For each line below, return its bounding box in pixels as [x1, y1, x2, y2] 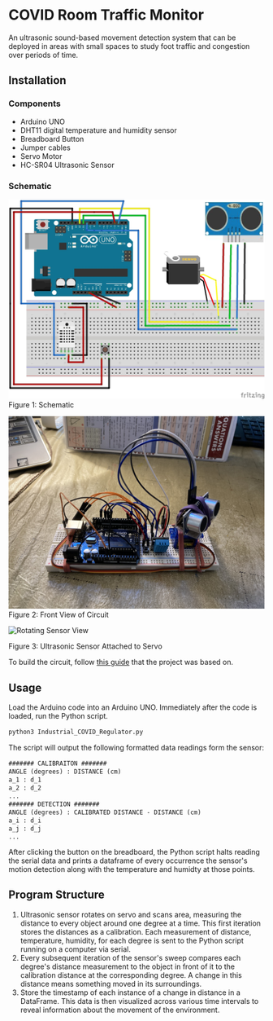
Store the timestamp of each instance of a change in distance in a [19, 988, 241, 997]
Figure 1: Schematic [8, 400, 75, 410]
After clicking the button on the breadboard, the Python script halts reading [8, 847, 260, 856]
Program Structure [8, 888, 106, 902]
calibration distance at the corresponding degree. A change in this [19, 970, 242, 979]
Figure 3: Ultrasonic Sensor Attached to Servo [8, 641, 162, 651]
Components [8, 98, 61, 109]
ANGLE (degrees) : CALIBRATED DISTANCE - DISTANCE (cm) [8, 808, 201, 816]
